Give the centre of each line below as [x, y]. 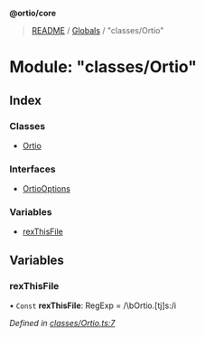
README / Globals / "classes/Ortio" [98, 30]
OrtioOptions [46, 189]
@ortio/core [33, 13]
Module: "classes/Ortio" [103, 67]
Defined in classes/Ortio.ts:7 [62, 323]
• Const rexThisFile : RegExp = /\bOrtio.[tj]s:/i [93, 305]
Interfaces [33, 169]
